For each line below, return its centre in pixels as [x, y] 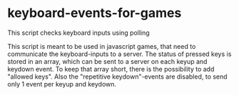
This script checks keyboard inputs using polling [78, 33]
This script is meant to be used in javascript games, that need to [102, 46]
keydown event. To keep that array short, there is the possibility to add [111, 69]
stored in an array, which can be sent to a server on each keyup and [107, 61]
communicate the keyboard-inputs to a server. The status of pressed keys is [119, 54]
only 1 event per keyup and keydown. [62, 84]
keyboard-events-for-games [95, 13]
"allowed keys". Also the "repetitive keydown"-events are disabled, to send [117, 77]
